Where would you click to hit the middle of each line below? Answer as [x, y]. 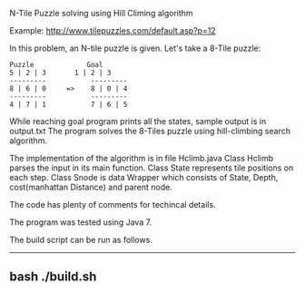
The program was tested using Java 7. [81, 222]
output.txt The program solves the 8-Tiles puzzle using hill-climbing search [150, 131]
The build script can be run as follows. [81, 240]
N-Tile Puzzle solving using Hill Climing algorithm [101, 13]
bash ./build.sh [53, 277]
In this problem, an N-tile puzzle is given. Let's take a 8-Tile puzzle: [135, 48]
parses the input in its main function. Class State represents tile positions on [152, 168]
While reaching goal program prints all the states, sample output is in [138, 121]
